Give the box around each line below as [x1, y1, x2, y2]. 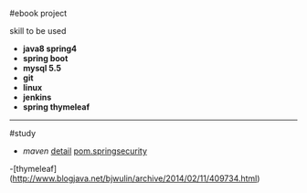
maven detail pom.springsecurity [22, 145, 148, 156]
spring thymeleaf [22, 102, 90, 113]
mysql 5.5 [22, 63, 62, 73]
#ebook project [9, 8, 68, 18]
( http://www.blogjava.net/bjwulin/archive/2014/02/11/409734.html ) [9, 173, 260, 184]
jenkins [22, 91, 52, 102]
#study [9, 128, 37, 138]
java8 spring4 [22, 43, 78, 54]
